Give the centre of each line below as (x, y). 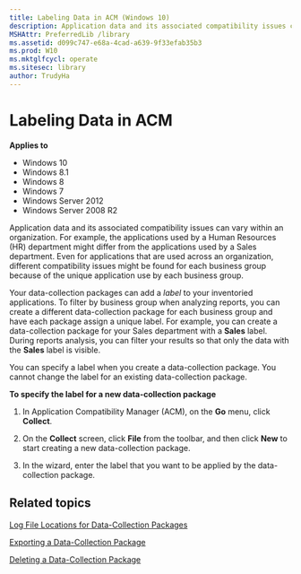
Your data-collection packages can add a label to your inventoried (131, 292)
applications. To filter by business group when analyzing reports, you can (145, 302)
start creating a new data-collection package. (106, 448)
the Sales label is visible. (55, 350)
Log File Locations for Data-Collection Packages (99, 525)
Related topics (50, 503)
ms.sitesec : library (48, 68)
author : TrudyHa (39, 76)
